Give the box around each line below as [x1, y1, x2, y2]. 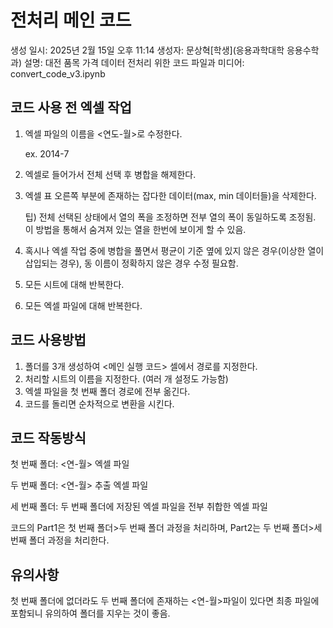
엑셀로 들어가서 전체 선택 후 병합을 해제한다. [24, 168, 197, 180]
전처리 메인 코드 [10, 9, 132, 32]
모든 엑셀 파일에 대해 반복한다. [24, 299, 143, 311]
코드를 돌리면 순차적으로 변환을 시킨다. [24, 397, 175, 410]
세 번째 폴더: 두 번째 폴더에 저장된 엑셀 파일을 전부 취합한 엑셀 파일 [10, 501, 268, 513]
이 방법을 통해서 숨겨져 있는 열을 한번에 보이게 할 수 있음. [24, 223, 247, 235]
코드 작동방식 [10, 429, 87, 446]
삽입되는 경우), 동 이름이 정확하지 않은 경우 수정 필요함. [24, 257, 239, 269]
